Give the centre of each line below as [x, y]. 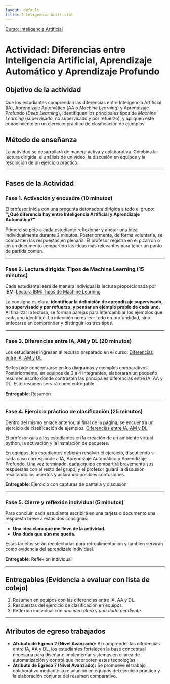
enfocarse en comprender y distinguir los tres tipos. [59, 323]
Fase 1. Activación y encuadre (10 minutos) [59, 198]
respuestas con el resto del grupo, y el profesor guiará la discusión [75, 469]
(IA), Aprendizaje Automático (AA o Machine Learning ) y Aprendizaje [77, 108]
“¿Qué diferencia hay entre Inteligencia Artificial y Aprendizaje [73, 214]
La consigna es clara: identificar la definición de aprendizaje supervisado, [84, 302]
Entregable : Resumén [28, 394]
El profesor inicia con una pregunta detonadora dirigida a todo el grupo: [80, 209]
